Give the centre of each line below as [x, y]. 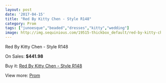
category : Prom [21, 23]
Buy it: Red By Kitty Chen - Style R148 [44, 66]
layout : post [19, 10]
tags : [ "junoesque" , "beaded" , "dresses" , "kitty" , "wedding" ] [67, 28]
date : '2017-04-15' [25, 14]
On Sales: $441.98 [24, 56]
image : [12, 33]
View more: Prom [23, 75]
